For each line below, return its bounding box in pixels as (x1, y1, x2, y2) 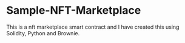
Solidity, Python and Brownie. (6, 29, 80, 36)
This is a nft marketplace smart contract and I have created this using (6, 23, 180, 30)
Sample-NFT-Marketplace (6, 4, 141, 17)
